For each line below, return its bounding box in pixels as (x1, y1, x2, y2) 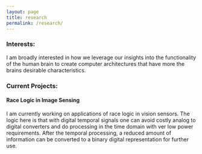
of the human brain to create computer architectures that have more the (6, 60, 185, 67)
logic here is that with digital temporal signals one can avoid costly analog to (6, 116, 196, 124)
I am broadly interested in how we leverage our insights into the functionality (6, 54, 197, 61)
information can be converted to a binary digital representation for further (6, 135, 189, 143)
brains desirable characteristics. (6, 66, 86, 74)
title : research (6, 14, 47, 21)
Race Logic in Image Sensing (6, 97, 80, 104)
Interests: (6, 40, 36, 48)
